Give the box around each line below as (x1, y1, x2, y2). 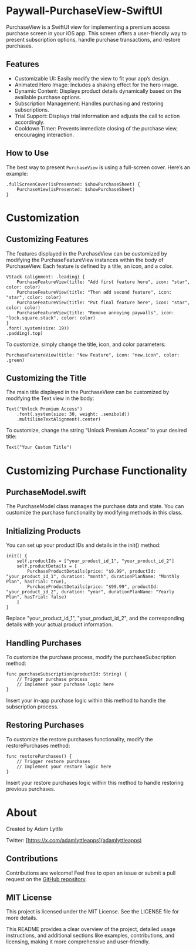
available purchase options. (14, 93, 82, 100)
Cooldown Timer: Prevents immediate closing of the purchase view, (14, 125, 178, 132)
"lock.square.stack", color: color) (6, 315, 96, 321)
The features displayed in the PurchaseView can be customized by (6, 250, 167, 257)
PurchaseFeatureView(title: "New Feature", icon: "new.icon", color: (6, 352, 180, 358)
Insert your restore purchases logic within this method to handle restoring (6, 779, 184, 786)
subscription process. (6, 703, 59, 710)
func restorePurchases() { (6, 753, 72, 759)
